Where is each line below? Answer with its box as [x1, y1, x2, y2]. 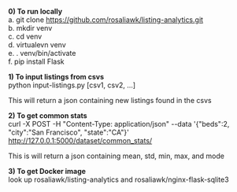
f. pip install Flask [8, 57, 65, 66]
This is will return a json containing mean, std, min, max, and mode [8, 151, 224, 161]
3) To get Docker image [8, 167, 87, 175]
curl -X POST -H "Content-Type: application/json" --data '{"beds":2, [8, 120, 230, 128]
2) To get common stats [8, 111, 88, 120]
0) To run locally [8, 7, 63, 16]
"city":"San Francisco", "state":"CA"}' [8, 127, 130, 137]
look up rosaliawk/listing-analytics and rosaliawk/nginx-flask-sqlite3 [8, 175, 230, 184]
